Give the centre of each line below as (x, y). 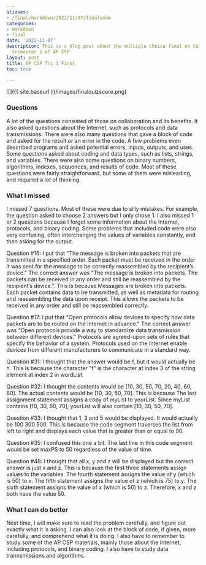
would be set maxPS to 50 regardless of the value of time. (80, 449)
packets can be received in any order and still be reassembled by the (93, 279)
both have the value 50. (36, 493)
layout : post (23, 58)
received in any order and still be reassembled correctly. (78, 305)
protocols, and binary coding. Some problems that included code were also (101, 228)
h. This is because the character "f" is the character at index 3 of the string (101, 368)
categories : (21, 23)
